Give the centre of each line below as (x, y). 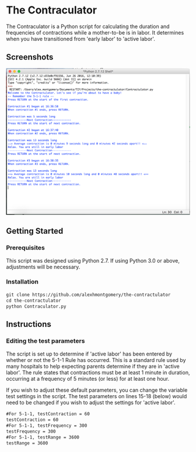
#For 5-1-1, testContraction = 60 (48, 414)
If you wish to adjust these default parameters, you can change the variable (97, 390)
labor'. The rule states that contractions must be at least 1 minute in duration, (98, 372)
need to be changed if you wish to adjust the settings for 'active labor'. (91, 402)
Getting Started (35, 231)
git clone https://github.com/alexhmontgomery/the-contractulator (88, 295)
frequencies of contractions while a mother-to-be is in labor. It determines (95, 32)
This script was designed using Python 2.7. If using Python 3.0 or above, (93, 260)
